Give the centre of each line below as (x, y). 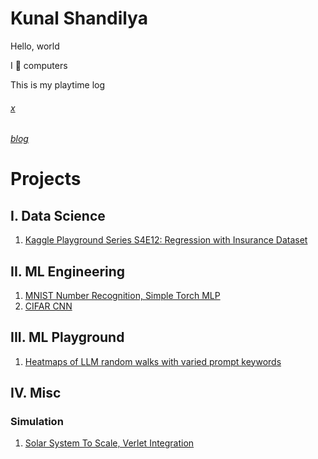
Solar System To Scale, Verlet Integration (109, 443)
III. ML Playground (67, 337)
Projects (46, 179)
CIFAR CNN (48, 306)
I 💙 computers (39, 65)
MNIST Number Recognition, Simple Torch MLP (122, 295)
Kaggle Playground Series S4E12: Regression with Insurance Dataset (166, 240)
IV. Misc (36, 393)
